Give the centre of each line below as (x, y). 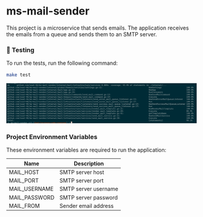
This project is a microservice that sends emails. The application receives (98, 28)
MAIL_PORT (24, 181)
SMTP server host (82, 172)
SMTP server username (89, 189)
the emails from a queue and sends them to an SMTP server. (82, 34)
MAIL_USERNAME (31, 189)
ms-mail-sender (48, 11)
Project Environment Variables (52, 137)
